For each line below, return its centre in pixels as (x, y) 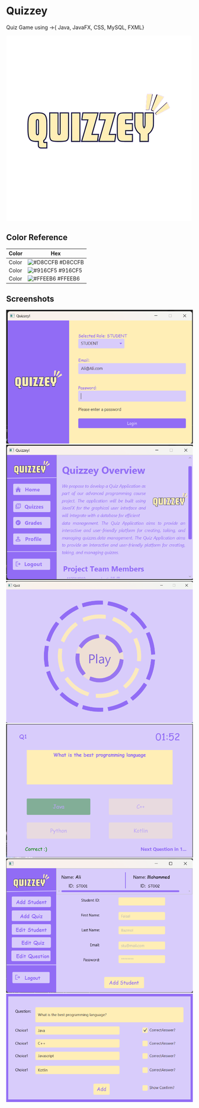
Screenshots (30, 298)
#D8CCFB (71, 262)
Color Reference (37, 237)
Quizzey (27, 11)
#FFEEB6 (68, 279)
